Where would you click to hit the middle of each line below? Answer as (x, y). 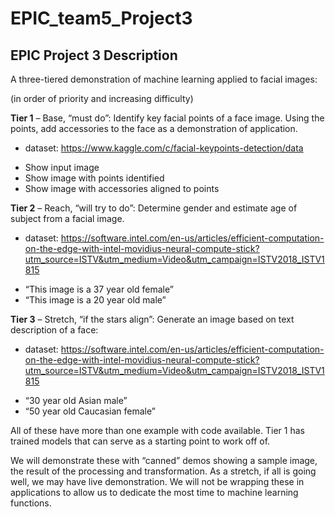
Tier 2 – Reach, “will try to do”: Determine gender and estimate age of (154, 208)
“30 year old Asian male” (76, 400)
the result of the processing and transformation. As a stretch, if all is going (163, 471)
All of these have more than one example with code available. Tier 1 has (157, 430)
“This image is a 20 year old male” (95, 300)
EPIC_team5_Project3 (101, 18)
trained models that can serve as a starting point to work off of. (140, 441)
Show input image (62, 167)
